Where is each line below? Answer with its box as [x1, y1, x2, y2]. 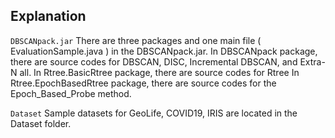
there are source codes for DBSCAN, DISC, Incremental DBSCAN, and [10, 55, 298, 68]
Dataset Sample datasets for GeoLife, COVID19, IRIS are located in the [10, 107, 298, 119]
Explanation [10, 8, 87, 25]
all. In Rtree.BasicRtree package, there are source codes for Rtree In [19, 66, 300, 78]
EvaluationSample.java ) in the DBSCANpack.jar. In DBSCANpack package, [10, 45, 318, 57]
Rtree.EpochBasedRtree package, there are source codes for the [10, 77, 277, 89]
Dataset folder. [10, 117, 72, 129]
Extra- [299, 55, 326, 68]
